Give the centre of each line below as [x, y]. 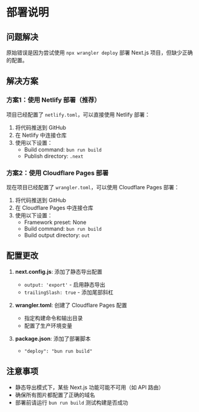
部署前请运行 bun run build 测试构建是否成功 [72, 402]
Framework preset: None [55, 222]
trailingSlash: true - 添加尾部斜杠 [69, 292]
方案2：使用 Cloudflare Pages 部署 [58, 173]
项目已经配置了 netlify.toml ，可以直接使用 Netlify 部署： [78, 114]
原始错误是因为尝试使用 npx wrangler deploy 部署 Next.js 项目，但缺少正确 [99, 53]
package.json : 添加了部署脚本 [53, 338]
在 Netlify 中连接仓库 [41, 135]
